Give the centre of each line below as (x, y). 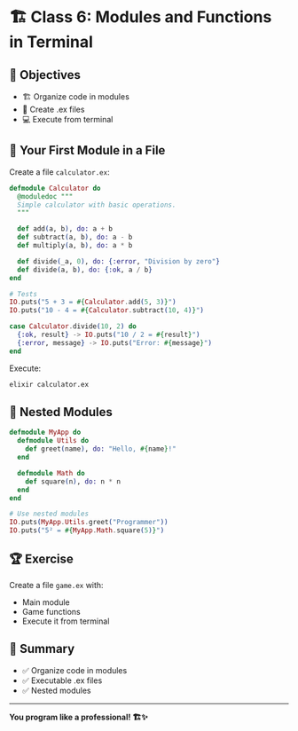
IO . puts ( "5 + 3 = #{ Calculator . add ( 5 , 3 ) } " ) (93, 303)
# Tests (24, 294)
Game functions (51, 611)
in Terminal (51, 42)
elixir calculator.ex (49, 384)
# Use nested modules (49, 514)
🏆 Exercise (41, 559)
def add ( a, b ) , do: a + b (65, 229)
